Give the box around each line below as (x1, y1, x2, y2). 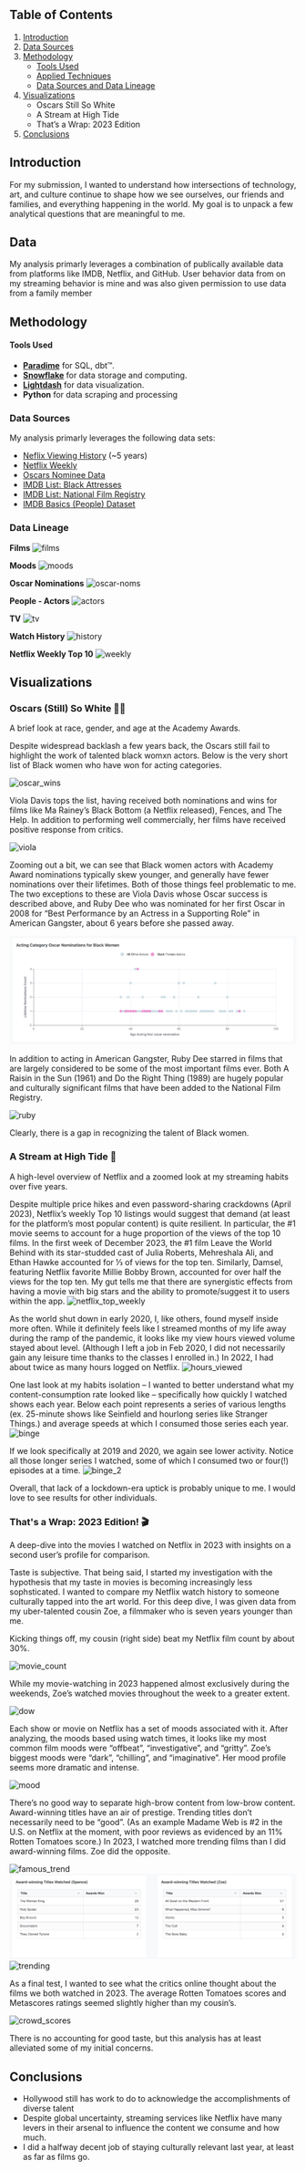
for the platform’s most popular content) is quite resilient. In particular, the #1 (9, 1218, 296, 1229)
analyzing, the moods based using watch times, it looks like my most (9, 1733, 267, 1744)
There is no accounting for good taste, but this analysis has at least (9, 2033, 261, 2044)
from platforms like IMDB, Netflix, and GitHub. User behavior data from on (9, 268, 286, 279)
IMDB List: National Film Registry (22, 489, 146, 500)
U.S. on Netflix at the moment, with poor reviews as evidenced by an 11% (9, 1826, 283, 1837)
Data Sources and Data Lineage (36, 79, 156, 90)
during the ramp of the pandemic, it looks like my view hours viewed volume (9, 1332, 296, 1344)
